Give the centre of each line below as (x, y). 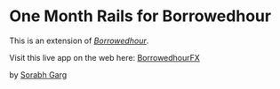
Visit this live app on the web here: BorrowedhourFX (104, 57)
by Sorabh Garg (38, 74)
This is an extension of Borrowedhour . (79, 41)
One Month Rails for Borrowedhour (140, 16)
